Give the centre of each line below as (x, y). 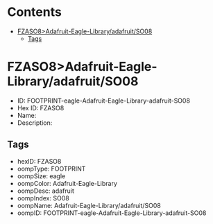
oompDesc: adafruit (46, 191)
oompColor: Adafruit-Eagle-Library (67, 183)
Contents (35, 12)
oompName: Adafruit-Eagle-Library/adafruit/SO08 (89, 205)
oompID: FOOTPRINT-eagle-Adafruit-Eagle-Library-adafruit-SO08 (112, 213)
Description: (35, 123)
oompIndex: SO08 (43, 198)
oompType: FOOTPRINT (51, 169)
